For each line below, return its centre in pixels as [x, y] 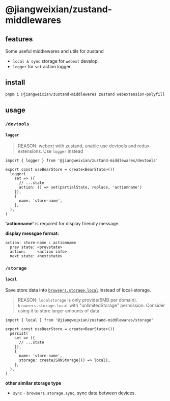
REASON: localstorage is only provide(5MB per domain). [77, 300]
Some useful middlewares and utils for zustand [55, 51]
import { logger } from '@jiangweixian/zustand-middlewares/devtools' [82, 161]
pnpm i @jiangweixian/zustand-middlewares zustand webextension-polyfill [85, 94]
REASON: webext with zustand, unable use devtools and [77, 146]
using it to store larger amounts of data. [59, 311]
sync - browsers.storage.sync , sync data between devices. [74, 393]
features [19, 39]
